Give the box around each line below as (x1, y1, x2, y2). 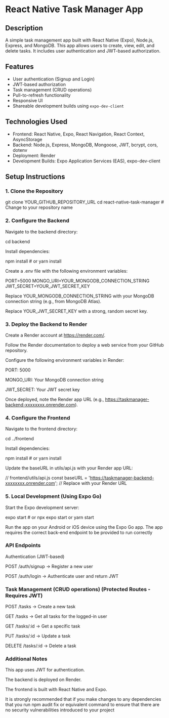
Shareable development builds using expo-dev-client (12, 103, 124, 109)
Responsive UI (12, 97, 43, 103)
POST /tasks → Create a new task (5, 604, 76, 610)
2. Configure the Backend (5, 217, 70, 224)
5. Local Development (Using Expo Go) (5, 493, 102, 500)
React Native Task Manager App (5, 4, 143, 15)
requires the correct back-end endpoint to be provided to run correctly (5, 529, 153, 535)
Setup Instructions (5, 173, 65, 181)
